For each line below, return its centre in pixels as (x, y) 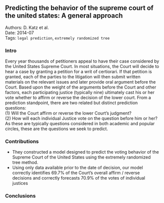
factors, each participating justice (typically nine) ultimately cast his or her (80, 92)
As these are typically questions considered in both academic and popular (80, 124)
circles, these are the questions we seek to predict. (57, 129)
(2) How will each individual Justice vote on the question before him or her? (81, 118)
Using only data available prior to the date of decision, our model (78, 168)
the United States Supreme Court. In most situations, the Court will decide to (82, 67)
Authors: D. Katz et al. (27, 27)
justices (20, 183)
